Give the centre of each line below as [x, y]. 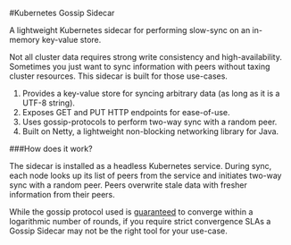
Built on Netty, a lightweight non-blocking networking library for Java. [150, 131]
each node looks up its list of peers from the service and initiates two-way [145, 175]
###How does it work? [51, 148]
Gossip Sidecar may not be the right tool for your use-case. [118, 231]
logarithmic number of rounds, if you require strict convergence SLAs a [140, 221]
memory [25, 40]
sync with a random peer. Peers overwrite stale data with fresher [128, 185]
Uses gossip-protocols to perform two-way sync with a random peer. [150, 122]
